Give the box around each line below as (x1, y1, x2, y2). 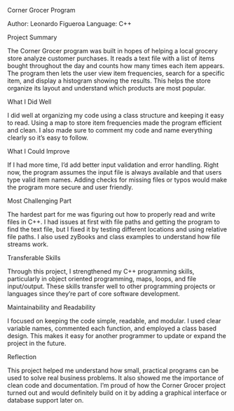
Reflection (7, 353, 37, 361)
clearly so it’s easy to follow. (7, 133, 89, 142)
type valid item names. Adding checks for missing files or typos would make (7, 175, 228, 184)
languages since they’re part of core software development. (7, 290, 180, 297)
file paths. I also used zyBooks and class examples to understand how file (7, 233, 221, 241)
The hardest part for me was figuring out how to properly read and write (7, 210, 216, 218)
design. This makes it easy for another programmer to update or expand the (7, 332, 226, 339)
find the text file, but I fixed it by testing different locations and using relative (7, 225, 228, 234)
